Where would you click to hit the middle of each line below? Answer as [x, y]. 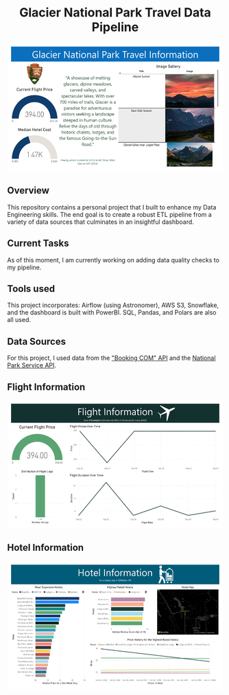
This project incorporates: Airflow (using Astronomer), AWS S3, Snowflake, [113, 305]
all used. [19, 320]
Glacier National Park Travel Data [115, 13]
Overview [28, 191]
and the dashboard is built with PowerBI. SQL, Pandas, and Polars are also [112, 312]
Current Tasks [38, 243]
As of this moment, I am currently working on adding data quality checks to [113, 260]
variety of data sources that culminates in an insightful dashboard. [100, 222]
